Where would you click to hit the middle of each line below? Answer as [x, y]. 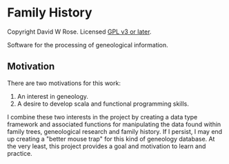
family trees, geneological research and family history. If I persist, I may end [115, 131]
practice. [20, 153]
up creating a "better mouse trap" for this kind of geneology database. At [111, 139]
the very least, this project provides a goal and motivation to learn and [107, 146]
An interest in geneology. [52, 96]
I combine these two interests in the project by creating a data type [102, 117]
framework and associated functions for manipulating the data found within [114, 124]
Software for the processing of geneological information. [88, 45]
